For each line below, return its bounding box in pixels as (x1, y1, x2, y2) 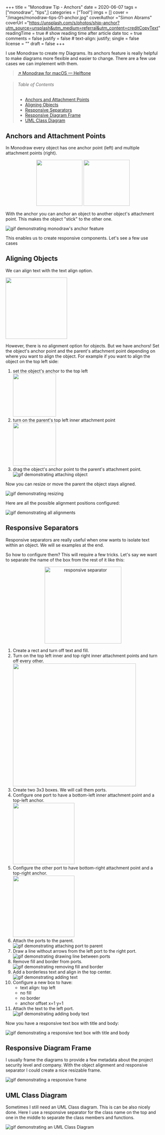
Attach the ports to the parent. (12, 937, 74, 943)
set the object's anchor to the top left (12, 368, 88, 374)
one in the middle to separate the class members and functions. (5, 1115, 135, 1121)
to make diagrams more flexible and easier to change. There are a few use (5, 56, 156, 61)
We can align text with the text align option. (5, 267, 93, 273)
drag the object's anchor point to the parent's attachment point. (12, 466, 142, 472)
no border (20, 995, 41, 1001)
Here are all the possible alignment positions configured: (5, 500, 120, 506)
